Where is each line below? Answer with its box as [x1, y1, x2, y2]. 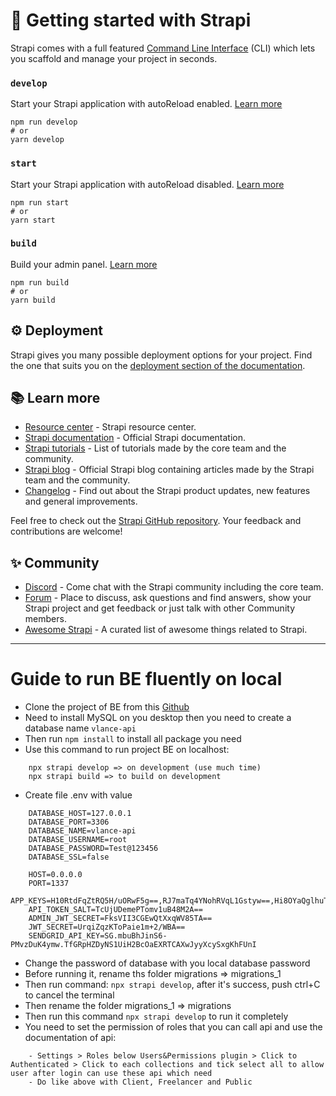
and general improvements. [24, 495, 138, 508]
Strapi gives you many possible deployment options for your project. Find [10, 349, 313, 361]
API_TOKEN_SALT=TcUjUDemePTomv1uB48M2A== [28, 905, 203, 915]
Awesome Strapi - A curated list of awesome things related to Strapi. [24, 624, 308, 636]
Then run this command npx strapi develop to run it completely [24, 1010, 289, 1023]
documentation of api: [24, 1032, 117, 1044]
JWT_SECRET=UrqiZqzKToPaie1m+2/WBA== [28, 922, 186, 933]
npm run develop [10, 117, 78, 128]
